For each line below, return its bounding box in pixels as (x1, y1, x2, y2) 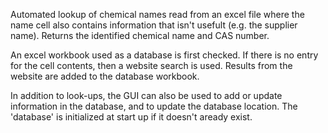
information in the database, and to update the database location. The (10, 100, 298, 112)
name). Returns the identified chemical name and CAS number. (10, 30, 270, 41)
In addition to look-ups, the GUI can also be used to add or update (10, 90, 283, 101)
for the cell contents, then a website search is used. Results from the (10, 60, 293, 71)
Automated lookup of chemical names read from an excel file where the (10, 9, 305, 20)
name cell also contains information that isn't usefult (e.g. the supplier (10, 19, 298, 31)
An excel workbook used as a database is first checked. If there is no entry (10, 49, 319, 61)
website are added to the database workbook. (10, 70, 200, 82)
